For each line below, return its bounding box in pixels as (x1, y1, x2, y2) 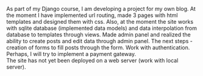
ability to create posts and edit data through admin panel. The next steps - (6, 38, 193, 44)
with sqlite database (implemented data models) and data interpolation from (6, 24, 197, 32)
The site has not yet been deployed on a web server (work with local (6, 57, 179, 64)
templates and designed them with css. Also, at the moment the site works (6, 18, 194, 25)
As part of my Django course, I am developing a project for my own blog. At (6, 5, 196, 12)
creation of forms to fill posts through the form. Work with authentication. (6, 44, 190, 51)
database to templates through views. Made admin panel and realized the (6, 31, 191, 38)
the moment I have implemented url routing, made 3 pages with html (6, 12, 178, 19)
